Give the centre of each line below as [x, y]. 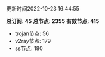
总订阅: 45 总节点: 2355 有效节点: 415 [53, 21]
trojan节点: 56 [32, 33]
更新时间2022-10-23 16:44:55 [43, 9]
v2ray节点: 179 [33, 41]
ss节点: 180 [29, 48]
